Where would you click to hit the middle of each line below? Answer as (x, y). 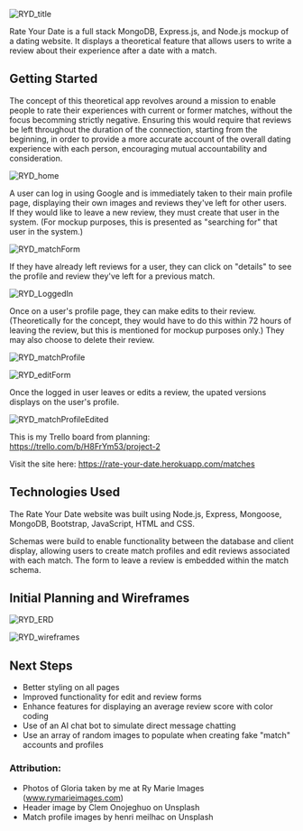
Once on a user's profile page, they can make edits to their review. (133, 310)
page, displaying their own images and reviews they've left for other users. (148, 202)
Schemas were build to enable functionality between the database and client (151, 540)
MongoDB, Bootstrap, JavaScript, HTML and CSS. (102, 523)
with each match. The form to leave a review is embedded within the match (149, 560)
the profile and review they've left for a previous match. (112, 276)
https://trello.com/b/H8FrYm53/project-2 (85, 446)
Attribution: (35, 769)
